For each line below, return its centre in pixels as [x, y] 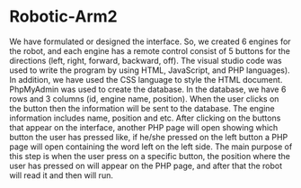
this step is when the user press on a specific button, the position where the [150, 156]
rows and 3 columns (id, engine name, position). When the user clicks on [144, 98]
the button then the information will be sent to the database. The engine [142, 108]
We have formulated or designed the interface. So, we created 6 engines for [150, 41]
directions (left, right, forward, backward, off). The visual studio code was [146, 60]
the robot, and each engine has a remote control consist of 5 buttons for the [150, 50]
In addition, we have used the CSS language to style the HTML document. [146, 79]
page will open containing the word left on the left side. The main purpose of [151, 147]
